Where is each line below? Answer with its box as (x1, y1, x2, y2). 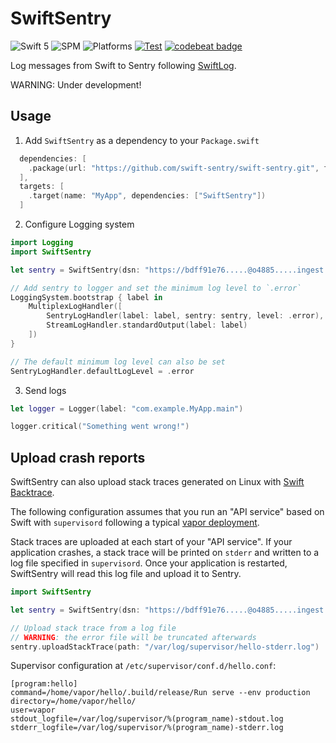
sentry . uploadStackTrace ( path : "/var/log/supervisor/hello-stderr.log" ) (10, 642, 320, 652)
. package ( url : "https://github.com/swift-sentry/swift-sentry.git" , (28, 163, 320, 173)
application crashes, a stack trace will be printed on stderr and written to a (10, 547, 320, 559)
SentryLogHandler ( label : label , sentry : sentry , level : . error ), (46, 311, 325, 321)
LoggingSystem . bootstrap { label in (10, 292, 163, 302)
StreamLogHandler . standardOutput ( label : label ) (46, 320, 248, 331)
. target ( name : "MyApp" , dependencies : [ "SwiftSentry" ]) (28, 191, 267, 201)
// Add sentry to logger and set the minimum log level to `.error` (10, 283, 302, 293)
